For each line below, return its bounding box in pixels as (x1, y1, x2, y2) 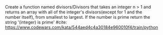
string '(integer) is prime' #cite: (5, 19, 67, 25)
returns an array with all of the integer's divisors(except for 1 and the (5, 9, 143, 15)
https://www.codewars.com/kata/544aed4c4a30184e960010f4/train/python (5, 24, 158, 30)
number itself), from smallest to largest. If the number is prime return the (5, 14, 150, 20)
